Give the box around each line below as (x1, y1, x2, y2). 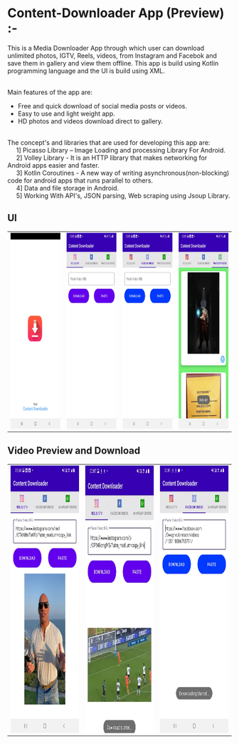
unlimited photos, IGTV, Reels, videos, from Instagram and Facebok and (7, 51, 217, 60)
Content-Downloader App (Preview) (7, 5, 225, 21)
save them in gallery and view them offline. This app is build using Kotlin (7, 58, 219, 67)
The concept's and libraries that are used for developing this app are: (7, 138, 211, 147)
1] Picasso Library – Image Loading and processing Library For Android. (16, 146, 226, 154)
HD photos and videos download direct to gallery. (17, 116, 164, 126)
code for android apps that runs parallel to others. (7, 176, 154, 185)
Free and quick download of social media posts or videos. (17, 101, 187, 110)
